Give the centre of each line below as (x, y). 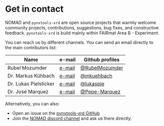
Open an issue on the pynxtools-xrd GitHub (56, 113)
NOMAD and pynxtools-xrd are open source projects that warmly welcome (81, 22)
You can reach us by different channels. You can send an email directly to (79, 42)
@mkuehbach (96, 76)
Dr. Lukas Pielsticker (31, 84)
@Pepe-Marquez (100, 91)
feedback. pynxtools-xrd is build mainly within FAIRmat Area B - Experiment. (82, 33)
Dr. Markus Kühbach (31, 76)
